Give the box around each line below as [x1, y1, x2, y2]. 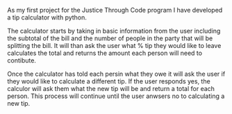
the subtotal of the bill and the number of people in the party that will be [7, 34, 213, 42]
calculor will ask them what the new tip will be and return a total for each [7, 85, 215, 92]
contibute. [7, 56, 37, 65]
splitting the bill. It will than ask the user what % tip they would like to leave [7, 42, 222, 49]
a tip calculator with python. [7, 13, 87, 22]
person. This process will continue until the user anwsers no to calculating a [7, 92, 225, 100]
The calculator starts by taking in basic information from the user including [7, 27, 221, 35]
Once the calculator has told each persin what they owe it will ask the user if [7, 70, 226, 78]
